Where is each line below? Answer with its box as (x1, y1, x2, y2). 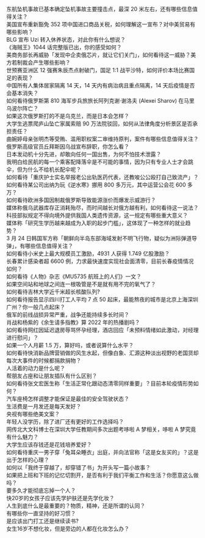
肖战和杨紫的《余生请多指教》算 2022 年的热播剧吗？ (6, 319, 140, 326)
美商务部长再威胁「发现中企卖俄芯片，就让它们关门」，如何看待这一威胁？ (6, 51, 191, 58)
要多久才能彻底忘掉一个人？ (6, 487, 76, 494)
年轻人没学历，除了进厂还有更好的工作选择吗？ (6, 418, 124, 425)
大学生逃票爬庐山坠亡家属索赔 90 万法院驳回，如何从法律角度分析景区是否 (6, 120, 193, 127)
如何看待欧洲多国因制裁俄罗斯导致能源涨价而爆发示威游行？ (6, 196, 156, 204)
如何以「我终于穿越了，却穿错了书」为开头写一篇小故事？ (6, 464, 151, 471)
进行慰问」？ (6, 334, 38, 341)
